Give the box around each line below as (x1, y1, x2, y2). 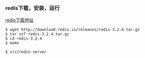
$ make (5, 41, 19, 46)
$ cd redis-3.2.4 (5, 36, 42, 41)
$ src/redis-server (5, 49, 47, 54)
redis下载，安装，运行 (5, 4, 60, 11)
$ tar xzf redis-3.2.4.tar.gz (5, 32, 70, 37)
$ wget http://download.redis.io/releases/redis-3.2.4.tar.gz (5, 27, 140, 33)
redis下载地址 (5, 17, 34, 23)
